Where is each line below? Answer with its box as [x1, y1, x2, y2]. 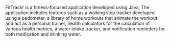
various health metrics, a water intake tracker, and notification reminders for [5, 26, 165, 32]
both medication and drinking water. [5, 31, 82, 37]
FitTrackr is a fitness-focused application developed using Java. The [5, 5, 150, 10]
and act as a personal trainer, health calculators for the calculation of [5, 20, 150, 26]
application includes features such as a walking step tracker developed [5, 10, 155, 16]
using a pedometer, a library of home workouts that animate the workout [5, 15, 157, 21]
